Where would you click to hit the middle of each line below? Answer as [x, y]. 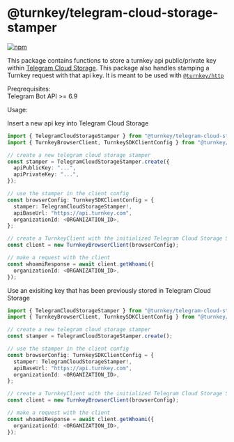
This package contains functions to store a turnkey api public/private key [112, 60]
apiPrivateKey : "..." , [46, 175]
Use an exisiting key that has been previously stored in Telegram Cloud [109, 290]
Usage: [17, 109]
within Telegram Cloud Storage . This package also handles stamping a [108, 68]
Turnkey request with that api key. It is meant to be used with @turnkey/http [116, 75]
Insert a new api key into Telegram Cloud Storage [78, 123]
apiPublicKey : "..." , [45, 168]
